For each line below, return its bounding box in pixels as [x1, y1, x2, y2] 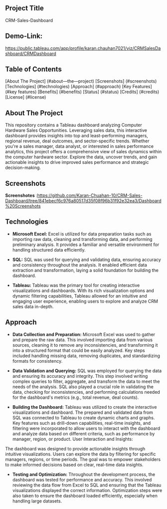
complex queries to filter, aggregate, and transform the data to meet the [12, 378, 160, 384]
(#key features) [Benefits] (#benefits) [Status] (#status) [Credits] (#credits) [5, 89, 160, 95]
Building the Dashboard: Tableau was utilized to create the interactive [12, 404, 157, 410]
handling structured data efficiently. [12, 246, 86, 252]
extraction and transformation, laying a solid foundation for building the [12, 267, 159, 273]
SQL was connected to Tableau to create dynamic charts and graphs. [12, 414, 155, 420]
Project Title [5, 4, 44, 13]
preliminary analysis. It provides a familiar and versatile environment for [12, 241, 160, 247]
